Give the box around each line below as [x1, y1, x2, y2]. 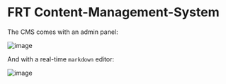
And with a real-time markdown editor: [7, 54, 115, 64]
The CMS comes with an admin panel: [7, 28, 118, 36]
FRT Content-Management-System [7, 4, 220, 20]
